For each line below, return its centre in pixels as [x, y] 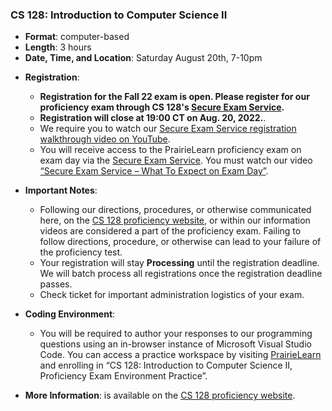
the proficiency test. [81, 252]
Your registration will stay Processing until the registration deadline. [179, 263]
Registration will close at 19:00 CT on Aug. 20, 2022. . [153, 118]
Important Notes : [61, 190]
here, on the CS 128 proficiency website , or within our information [175, 220]
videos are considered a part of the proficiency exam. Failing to [170, 231]
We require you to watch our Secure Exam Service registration [168, 129]
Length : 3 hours [58, 47]
